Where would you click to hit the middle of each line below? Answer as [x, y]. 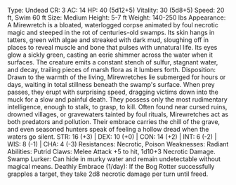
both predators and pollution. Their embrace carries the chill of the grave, [113, 122]
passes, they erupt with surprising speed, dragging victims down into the [113, 92]
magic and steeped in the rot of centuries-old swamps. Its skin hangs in [111, 32]
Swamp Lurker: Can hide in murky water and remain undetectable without [114, 159]
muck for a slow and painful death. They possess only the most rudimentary [118, 100]
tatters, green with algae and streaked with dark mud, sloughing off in [108, 40]
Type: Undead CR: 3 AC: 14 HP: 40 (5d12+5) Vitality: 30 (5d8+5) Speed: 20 [116, 10]
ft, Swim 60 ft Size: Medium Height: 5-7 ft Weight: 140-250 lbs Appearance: [117, 18]
